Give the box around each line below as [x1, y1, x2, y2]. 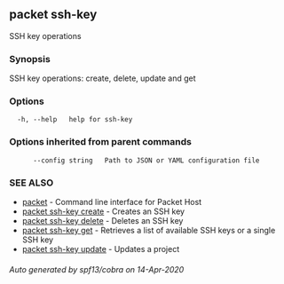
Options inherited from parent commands [9, 136, 193, 148]
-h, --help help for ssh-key [17, 115, 133, 124]
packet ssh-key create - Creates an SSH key [21, 206, 185, 217]
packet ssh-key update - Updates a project [21, 244, 180, 254]
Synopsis [9, 52, 51, 65]
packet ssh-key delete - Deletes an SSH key [21, 216, 184, 225]
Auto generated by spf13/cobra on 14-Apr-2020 [9, 264, 185, 274]
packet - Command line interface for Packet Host [21, 197, 202, 207]
